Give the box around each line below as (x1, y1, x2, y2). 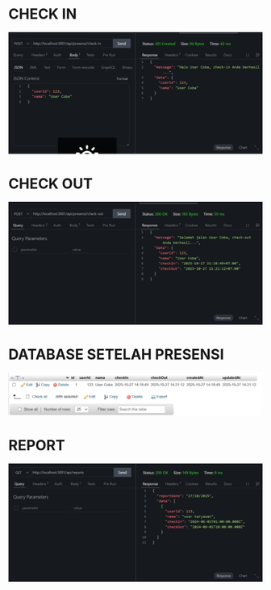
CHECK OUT (8, 175, 93, 193)
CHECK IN (8, 5, 77, 23)
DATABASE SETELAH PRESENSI (8, 345, 224, 364)
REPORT (8, 436, 66, 455)
